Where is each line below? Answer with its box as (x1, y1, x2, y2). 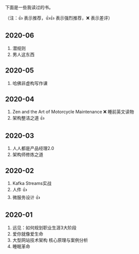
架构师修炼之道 (12, 151, 43, 157)
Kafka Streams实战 (12, 180, 52, 186)
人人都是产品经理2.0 (12, 145, 54, 151)
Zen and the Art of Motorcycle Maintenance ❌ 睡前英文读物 (12, 109, 135, 115)
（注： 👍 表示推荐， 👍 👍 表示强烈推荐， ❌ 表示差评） (5, 15, 113, 21)
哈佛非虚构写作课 (12, 80, 48, 86)
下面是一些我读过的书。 (5, 4, 53, 10)
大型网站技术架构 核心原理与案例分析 (12, 237, 88, 243)
